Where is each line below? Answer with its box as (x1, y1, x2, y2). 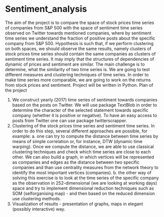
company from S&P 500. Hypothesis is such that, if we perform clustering (5, 40, 154, 46)
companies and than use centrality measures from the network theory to (12, 164, 159, 170)
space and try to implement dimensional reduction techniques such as (12, 185, 154, 191)
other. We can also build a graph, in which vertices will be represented (12, 154, 154, 160)
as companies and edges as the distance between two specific (12, 159, 140, 165)
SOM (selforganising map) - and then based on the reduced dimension (12, 190, 155, 196)
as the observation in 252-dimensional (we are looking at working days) (12, 180, 158, 186)
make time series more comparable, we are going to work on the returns (5, 77, 151, 83)
